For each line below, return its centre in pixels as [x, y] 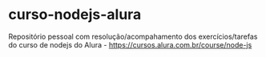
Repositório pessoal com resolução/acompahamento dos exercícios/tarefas [133, 36]
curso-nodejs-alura [75, 15]
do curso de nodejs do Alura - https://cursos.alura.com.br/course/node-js [130, 44]
